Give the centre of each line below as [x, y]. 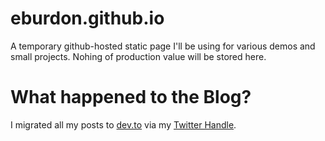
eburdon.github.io [87, 18]
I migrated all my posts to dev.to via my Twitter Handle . [123, 124]
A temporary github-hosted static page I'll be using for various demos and [163, 46]
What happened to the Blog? [131, 97]
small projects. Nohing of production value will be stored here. [138, 56]
